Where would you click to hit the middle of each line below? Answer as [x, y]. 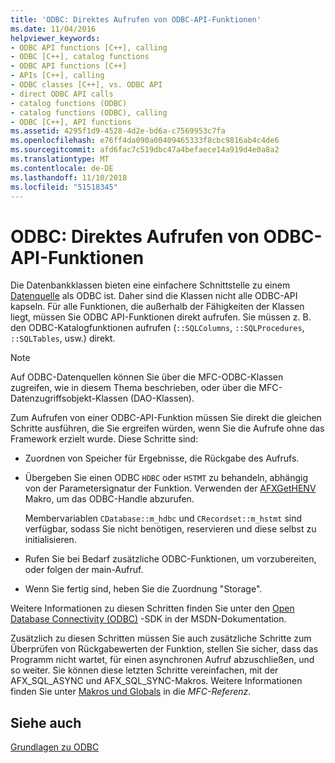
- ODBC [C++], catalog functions [80, 57]
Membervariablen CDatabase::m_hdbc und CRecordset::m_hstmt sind [163, 518]
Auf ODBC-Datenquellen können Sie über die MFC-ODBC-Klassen [147, 377]
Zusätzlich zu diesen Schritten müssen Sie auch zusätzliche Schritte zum [161, 638]
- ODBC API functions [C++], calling [89, 47]
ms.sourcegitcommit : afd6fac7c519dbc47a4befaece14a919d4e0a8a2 [145, 150]
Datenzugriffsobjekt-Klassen [69, 398]
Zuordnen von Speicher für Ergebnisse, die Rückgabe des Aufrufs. [162, 458]
